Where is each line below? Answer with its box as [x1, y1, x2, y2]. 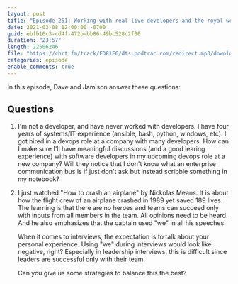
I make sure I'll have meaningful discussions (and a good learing [17, 145, 205, 153]
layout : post [7, 10, 46, 18]
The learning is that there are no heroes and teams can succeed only [17, 204, 220, 212]
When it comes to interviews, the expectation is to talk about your [17, 232, 210, 241]
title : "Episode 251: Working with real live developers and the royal [7, 17, 223, 24]
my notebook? [17, 175, 60, 183]
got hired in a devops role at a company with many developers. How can [17, 137, 229, 146]
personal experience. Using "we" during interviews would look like [17, 240, 212, 248]
